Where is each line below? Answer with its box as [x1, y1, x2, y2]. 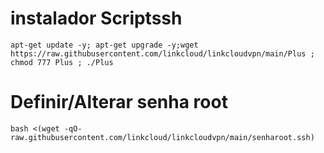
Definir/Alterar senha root [10, 91, 228, 114]
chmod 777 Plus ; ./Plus [10, 57, 114, 67]
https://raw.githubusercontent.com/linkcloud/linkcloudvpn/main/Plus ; [10, 48, 315, 59]
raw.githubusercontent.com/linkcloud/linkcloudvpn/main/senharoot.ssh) [10, 132, 315, 142]
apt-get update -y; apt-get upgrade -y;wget [10, 40, 199, 50]
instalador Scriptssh [10, 7, 183, 30]
